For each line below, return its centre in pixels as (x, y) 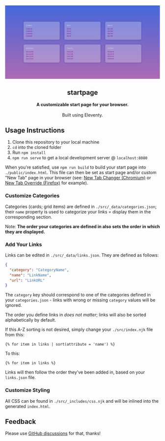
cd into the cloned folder (37, 147)
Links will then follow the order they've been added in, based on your (75, 372)
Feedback (21, 422)
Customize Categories (32, 196)
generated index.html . (28, 406)
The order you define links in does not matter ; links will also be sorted (76, 315)
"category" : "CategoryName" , (39, 270)
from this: (15, 335)
